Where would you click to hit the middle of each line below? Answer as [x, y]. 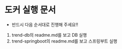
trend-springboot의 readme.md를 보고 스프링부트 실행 [64, 41]
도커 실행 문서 [30, 10]
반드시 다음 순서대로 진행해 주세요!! [45, 24]
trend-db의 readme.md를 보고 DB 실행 [49, 35]
